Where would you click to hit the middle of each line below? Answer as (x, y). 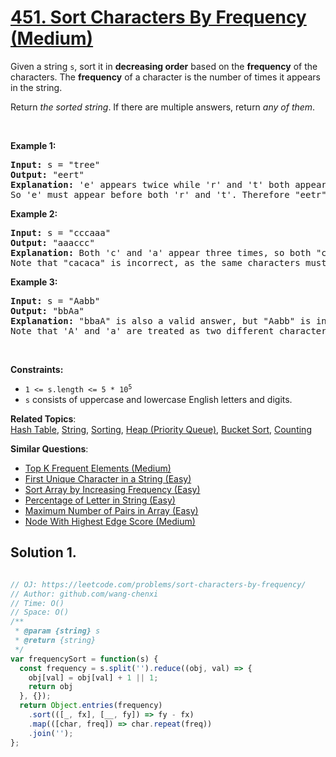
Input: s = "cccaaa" (61, 232)
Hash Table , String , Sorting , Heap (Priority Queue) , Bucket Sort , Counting (161, 429)
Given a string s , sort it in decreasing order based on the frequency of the (164, 66)
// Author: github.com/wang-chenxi (84, 594)
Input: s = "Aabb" (55, 300)
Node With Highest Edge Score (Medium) (110, 521)
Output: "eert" (47, 174)
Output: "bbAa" (47, 310)
